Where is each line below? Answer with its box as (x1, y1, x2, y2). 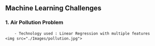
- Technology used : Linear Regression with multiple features (14, 31, 150, 36)
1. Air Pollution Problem (5, 19, 64, 26)
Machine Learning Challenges (5, 4, 102, 12)
